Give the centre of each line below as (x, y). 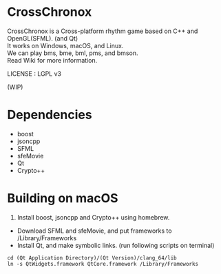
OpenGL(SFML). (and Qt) (43, 38)
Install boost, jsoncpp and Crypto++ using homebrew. (93, 217)
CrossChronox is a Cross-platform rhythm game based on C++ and (103, 31)
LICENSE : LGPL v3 (34, 74)
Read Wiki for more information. (52, 60)
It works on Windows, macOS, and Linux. (65, 45)
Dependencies (50, 115)
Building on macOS (63, 199)
